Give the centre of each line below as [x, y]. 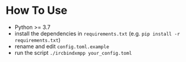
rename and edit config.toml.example [62, 46]
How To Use [37, 11]
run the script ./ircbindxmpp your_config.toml [73, 52]
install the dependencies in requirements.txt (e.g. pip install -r [97, 33]
